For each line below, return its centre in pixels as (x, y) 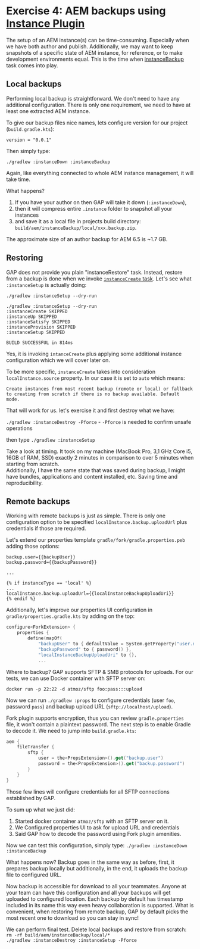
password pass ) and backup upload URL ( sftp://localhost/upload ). (90, 706)
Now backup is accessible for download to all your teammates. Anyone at (96, 886)
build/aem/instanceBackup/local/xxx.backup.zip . (76, 227)
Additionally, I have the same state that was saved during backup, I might (96, 470)
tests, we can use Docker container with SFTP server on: (76, 678)
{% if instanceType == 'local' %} (49, 583)
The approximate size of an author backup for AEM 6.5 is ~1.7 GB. (87, 239)
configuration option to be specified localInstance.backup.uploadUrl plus (97, 522)
